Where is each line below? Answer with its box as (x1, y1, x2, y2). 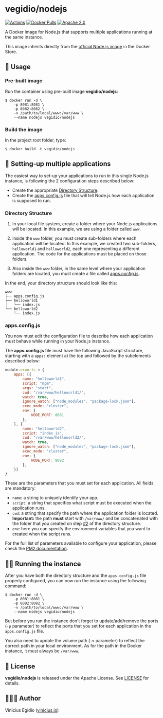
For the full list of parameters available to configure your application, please (5, 540, 157, 546)
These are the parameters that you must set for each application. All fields (5, 480, 154, 486)
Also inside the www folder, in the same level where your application (12, 266, 146, 271)
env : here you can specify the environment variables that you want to (12, 526, 151, 532)
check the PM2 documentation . (5, 546, 68, 552)
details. (5, 680, 20, 686)
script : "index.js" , (22, 431, 64, 436)
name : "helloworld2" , (22, 426, 67, 431)
